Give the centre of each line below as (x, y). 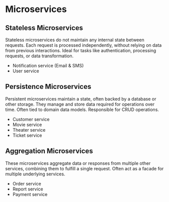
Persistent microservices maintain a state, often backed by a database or (81, 98)
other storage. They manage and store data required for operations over (80, 104)
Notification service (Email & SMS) (48, 66)
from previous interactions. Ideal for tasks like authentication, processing (81, 51)
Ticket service (27, 135)
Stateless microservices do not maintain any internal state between (75, 40)
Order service (27, 183)
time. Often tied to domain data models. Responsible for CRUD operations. (82, 110)
